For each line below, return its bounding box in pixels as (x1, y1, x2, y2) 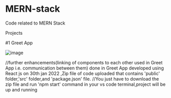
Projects (5, 30, 23, 36)
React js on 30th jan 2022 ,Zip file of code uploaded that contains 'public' (5, 70, 160, 77)
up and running (5, 86, 37, 92)
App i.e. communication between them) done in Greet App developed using (5, 65, 164, 71)
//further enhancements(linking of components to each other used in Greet (5, 59, 163, 65)
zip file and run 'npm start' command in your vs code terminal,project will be (5, 81, 166, 87)
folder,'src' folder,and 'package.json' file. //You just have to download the (5, 76, 159, 82)
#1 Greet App (5, 39, 33, 46)
